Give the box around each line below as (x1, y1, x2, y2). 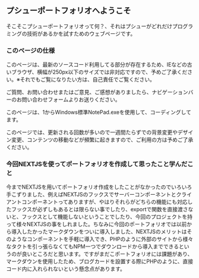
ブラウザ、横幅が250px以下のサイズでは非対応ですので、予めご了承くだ (11, 68, 188, 76)
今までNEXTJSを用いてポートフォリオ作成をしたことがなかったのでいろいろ (6, 183, 192, 190)
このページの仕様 (6, 46, 55, 55)
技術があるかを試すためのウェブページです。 (26, 30, 136, 37)
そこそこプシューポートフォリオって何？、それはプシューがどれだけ (6, 23, 173, 30)
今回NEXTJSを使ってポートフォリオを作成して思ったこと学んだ (6, 160, 188, 168)
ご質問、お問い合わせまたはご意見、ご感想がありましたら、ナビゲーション (6, 89, 188, 96)
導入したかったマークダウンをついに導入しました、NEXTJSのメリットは (11, 228, 187, 235)
